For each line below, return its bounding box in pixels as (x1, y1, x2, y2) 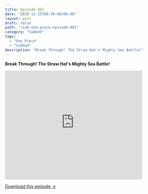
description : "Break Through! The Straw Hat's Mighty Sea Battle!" (5, 47, 144, 52)
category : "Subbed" (5, 30, 44, 34)
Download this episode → (5, 183, 56, 189)
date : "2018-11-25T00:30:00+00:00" (5, 12, 77, 16)
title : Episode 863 (5, 7, 44, 12)
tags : (5, 34, 16, 39)
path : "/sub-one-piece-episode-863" (5, 25, 79, 30)
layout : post (5, 16, 31, 21)
